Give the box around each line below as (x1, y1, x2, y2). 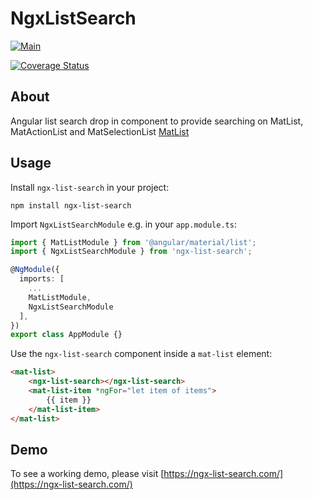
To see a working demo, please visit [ (10, 468, 165, 480)
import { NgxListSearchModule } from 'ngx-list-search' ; (10, 247, 253, 257)
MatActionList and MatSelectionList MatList (10, 125, 190, 137)
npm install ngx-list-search (10, 200, 132, 211)
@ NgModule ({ (10, 265, 60, 275)
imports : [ (19, 274, 65, 284)
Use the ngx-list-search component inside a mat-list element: (10, 348, 273, 360)
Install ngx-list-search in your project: (10, 181, 170, 193)
